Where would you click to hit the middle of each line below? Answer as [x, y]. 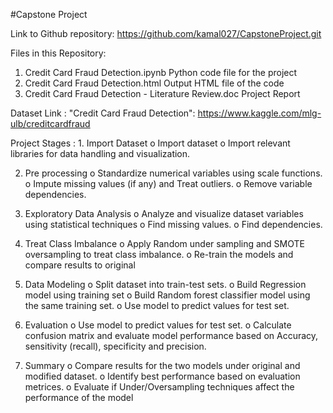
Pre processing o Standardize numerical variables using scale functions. [173, 173]
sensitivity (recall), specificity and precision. [115, 346]
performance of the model [79, 397]
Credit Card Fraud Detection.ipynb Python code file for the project [161, 72]
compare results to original [80, 265]
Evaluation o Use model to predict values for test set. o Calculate [158, 325]
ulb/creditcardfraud [50, 123]
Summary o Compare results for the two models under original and [162, 365]
